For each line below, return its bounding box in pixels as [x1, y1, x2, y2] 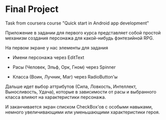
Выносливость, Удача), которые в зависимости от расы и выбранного [5, 88, 157, 94]
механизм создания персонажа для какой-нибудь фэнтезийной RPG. [5, 35, 154, 41]
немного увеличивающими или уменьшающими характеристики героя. [5, 109, 160, 115]
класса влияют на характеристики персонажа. [5, 94, 107, 100]
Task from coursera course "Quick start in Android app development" [5, 20, 149, 26]
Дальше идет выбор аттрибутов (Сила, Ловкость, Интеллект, [5, 83, 137, 89]
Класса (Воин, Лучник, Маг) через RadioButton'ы [12, 73, 118, 79]
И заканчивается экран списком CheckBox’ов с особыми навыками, [5, 103, 153, 109]
